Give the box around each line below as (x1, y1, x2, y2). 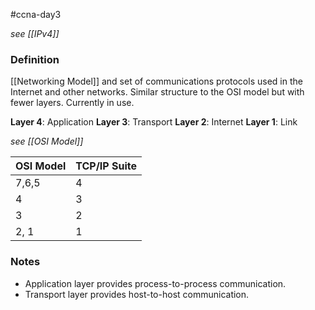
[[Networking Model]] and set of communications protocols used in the (10, 75, 303, 88)
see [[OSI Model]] (10, 135, 84, 148)
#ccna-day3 (10, 9, 62, 20)
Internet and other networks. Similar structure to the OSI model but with (10, 86, 305, 98)
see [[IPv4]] (10, 28, 60, 39)
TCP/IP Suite (75, 159, 138, 173)
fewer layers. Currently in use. (10, 97, 135, 109)
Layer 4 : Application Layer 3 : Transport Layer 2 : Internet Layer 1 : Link (10, 116, 298, 128)
